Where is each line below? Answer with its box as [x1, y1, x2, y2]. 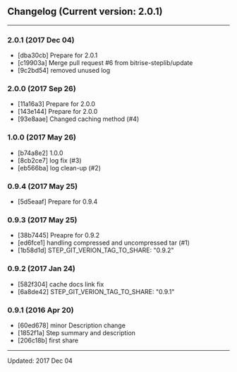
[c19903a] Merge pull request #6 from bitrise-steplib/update [17, 59, 193, 67]
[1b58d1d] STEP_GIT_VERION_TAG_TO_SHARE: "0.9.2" [17, 246, 174, 255]
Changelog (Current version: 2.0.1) [7, 6, 163, 18]
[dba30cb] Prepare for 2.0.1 [17, 51, 98, 59]
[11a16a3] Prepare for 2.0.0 [17, 100, 95, 108]
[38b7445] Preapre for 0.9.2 [17, 231, 100, 240]
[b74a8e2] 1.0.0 [17, 149, 63, 157]
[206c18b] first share [17, 336, 79, 344]
